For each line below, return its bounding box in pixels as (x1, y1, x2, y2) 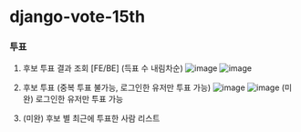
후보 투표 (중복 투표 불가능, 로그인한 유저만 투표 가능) (22, 82, 212, 93)
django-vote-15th (9, 6, 146, 27)
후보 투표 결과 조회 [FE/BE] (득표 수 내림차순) (22, 63, 184, 74)
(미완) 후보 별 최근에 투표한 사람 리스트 (22, 113, 161, 124)
